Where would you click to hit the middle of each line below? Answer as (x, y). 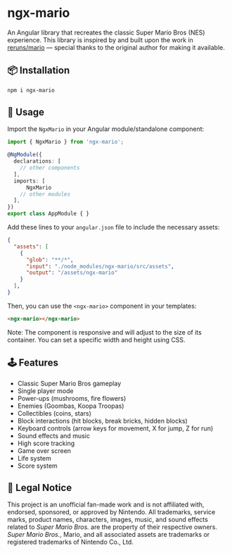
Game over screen (44, 451)
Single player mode (45, 391)
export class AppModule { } (49, 214)
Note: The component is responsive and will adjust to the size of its (104, 332)
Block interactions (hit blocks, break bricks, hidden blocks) (102, 421)
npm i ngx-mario (31, 90)
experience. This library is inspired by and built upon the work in (100, 39)
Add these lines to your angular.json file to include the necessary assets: (114, 228)
